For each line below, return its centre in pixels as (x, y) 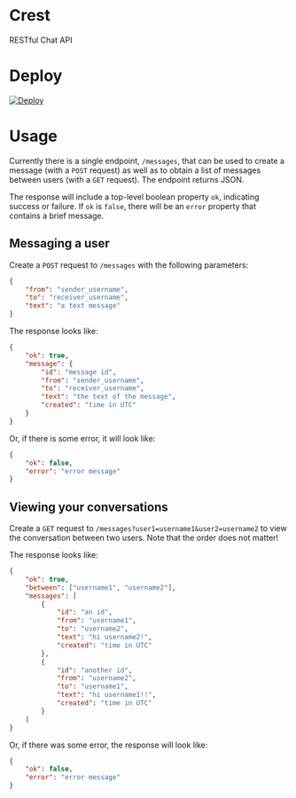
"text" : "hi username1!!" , (106, 695)
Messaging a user (60, 243)
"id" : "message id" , (79, 372)
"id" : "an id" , (85, 613)
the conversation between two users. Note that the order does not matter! (144, 538)
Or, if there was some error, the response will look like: (109, 745)
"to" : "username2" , (92, 629)
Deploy (36, 76)
